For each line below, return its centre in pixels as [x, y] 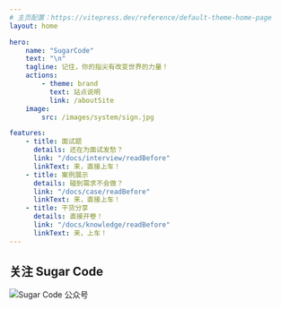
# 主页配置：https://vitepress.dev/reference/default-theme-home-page [140, 17]
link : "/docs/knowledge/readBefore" [101, 225]
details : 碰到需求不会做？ [78, 183]
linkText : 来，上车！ [70, 233]
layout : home [34, 26]
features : [28, 133]
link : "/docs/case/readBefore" [92, 192]
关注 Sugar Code [56, 272]
